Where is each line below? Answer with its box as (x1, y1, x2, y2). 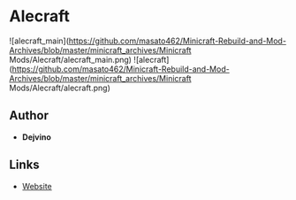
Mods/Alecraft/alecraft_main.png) (9, 54, 133, 65)
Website (21, 181, 53, 191)
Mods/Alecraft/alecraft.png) (9, 82, 110, 93)
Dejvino (21, 131, 51, 142)
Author (9, 108, 49, 123)
